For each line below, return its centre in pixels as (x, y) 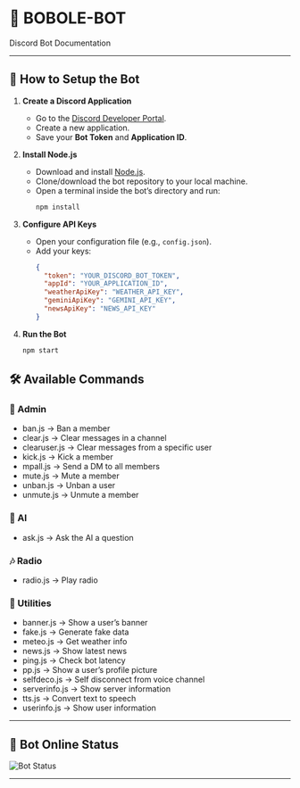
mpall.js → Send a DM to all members (91, 467)
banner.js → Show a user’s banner (85, 623)
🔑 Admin (28, 409)
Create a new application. (83, 128)
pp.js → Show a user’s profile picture (90, 670)
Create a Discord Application (77, 101)
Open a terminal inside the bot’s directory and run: (128, 190)
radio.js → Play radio (60, 580)
